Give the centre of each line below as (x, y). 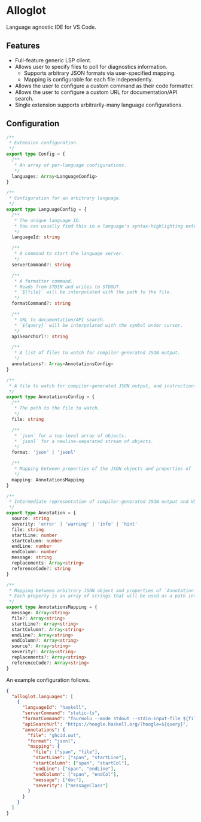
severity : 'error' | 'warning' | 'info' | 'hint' (74, 524)
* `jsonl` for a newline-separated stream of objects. (84, 441)
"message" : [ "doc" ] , (58, 780)
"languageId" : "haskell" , (54, 708)
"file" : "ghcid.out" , (55, 735)
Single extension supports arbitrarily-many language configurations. (99, 105)
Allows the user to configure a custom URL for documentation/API (96, 92)
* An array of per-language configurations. (71, 165)
